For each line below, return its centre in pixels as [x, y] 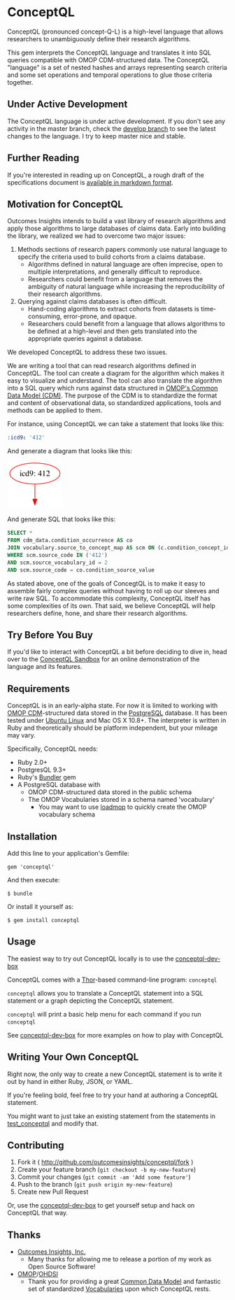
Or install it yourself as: [40, 906]
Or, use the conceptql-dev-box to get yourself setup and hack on [101, 1206]
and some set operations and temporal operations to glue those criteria [110, 75]
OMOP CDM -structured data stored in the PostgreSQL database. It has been [117, 713]
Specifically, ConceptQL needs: [53, 749]
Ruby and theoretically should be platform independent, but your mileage [113, 728]
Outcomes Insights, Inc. [51, 1252]
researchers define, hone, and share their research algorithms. [98, 613]
